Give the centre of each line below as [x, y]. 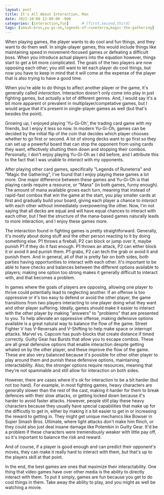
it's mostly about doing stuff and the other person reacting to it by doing [78, 236]
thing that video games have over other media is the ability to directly [75, 472]
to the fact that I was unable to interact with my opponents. [65, 160]
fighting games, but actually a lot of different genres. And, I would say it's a [81, 98]
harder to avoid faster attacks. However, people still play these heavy [75, 401]
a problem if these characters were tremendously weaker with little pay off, [81, 432]
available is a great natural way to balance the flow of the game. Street [76, 323]
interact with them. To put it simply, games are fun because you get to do [79, 477]
